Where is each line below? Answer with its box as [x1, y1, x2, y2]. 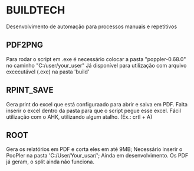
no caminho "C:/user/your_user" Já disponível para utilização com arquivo [6, 62, 187, 69]
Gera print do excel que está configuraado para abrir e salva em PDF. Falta [6, 100, 188, 108]
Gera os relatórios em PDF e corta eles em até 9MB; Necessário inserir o [6, 146, 183, 153]
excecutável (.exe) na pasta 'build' [6, 68, 90, 75]
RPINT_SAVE [6, 85, 54, 95]
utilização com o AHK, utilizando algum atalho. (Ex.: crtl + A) [6, 113, 153, 120]
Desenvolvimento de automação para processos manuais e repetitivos [6, 23, 177, 30]
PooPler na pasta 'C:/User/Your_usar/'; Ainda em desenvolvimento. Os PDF [6, 152, 189, 159]
